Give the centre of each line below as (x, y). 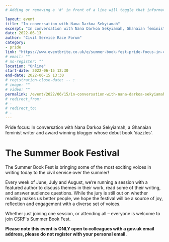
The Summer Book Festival (62, 153)
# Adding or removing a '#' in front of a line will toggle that (75, 10)
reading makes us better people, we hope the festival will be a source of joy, (84, 198)
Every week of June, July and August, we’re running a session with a (77, 182)
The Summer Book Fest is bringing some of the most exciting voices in (78, 167)
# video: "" (18, 89)
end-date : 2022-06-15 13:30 (35, 76)
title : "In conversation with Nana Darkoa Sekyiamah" (63, 24)
